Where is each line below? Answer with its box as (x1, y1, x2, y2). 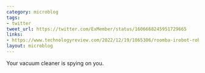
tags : (6, 15, 20, 21)
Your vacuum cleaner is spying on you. (6, 59, 104, 67)
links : (6, 32, 23, 38)
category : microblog (6, 9, 59, 15)
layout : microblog (6, 43, 53, 49)
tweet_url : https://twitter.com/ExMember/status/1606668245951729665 (6, 26, 187, 32)
